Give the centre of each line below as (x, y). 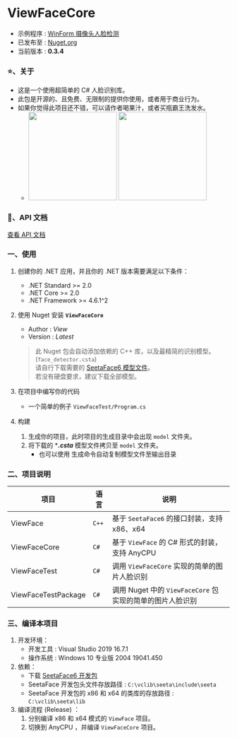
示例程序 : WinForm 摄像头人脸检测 (68, 33)
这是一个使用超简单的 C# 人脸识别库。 (73, 90)
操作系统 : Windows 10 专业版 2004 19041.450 (95, 658)
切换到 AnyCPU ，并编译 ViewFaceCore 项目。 (94, 727)
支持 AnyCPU (134, 553)
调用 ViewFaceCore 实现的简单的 (164, 566)
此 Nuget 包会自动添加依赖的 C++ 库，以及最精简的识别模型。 (125, 351)
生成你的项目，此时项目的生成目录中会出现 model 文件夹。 (112, 436)
